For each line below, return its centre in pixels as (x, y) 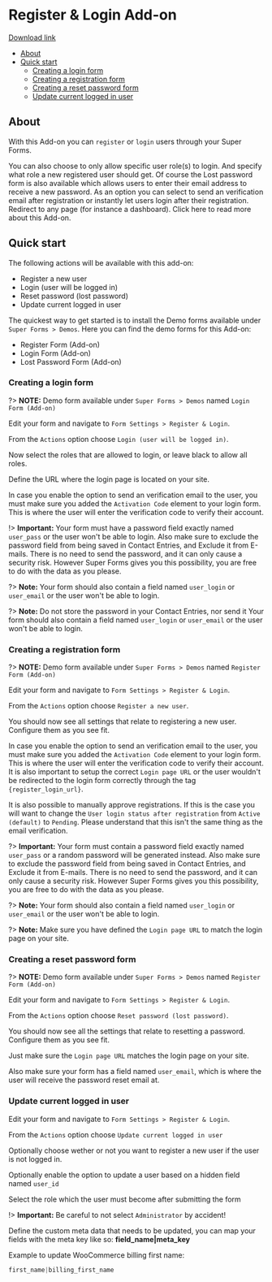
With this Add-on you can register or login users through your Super (125, 141)
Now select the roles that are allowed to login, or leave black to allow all (128, 455)
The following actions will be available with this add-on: (101, 262)
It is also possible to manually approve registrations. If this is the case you (132, 805)
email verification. (38, 831)
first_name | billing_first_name (61, 1270)
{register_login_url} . (46, 789)
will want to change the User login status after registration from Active (134, 813)
